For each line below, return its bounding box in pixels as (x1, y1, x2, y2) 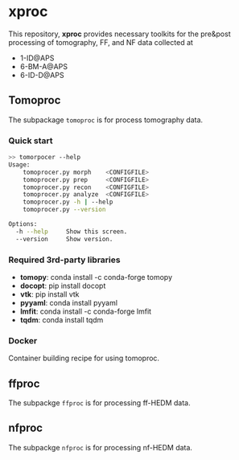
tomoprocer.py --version (23, 206, 106, 214)
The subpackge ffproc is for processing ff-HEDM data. (8, 398, 191, 408)
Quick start (8, 135, 54, 146)
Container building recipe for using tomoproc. (8, 353, 159, 363)
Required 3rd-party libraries (8, 254, 121, 265)
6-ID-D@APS (19, 70, 64, 80)
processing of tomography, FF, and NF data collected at (8, 37, 193, 47)
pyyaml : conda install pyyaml (19, 298, 118, 307)
